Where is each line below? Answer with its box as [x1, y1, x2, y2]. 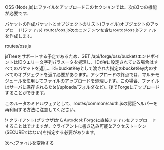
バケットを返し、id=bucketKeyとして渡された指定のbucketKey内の [18, 65, 153, 71]
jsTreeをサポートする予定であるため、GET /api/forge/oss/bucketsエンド [5, 53, 151, 59]
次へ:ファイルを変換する [5, 140, 54, 146]
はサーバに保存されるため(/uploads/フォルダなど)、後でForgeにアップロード [5, 84, 160, 90]
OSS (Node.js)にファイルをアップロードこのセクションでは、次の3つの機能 [5, 4, 157, 10]
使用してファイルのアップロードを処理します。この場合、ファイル [26, 78, 160, 84]
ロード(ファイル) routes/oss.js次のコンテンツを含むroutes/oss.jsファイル [9, 27, 156, 33]
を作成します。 [5, 33, 35, 39]
